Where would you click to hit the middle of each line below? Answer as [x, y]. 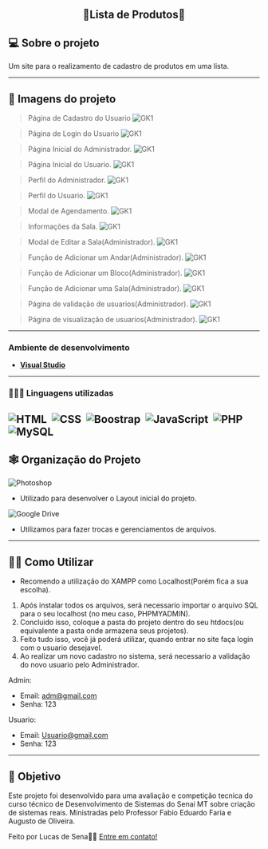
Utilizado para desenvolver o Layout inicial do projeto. [108, 498]
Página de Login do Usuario [73, 134]
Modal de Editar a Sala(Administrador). [91, 242]
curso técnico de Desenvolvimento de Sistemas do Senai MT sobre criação [132, 804]
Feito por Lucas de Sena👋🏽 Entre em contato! [83, 837]
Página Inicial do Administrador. [80, 149]
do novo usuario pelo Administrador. [79, 665]
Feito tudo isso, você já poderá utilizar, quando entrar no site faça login [136, 640]
